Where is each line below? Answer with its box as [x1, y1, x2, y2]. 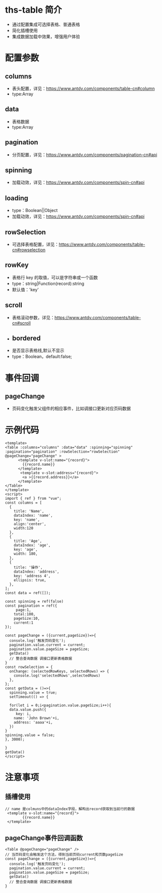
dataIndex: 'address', [14, 569, 59, 574]
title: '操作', [14, 565, 43, 570]
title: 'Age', [14, 539, 42, 543]
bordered [12, 334, 41, 343]
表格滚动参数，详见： [12, 315, 55, 320]
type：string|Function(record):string [12, 280, 85, 286]
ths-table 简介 [5, 4, 62, 16]
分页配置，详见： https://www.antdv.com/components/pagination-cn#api [12, 152, 157, 158]
